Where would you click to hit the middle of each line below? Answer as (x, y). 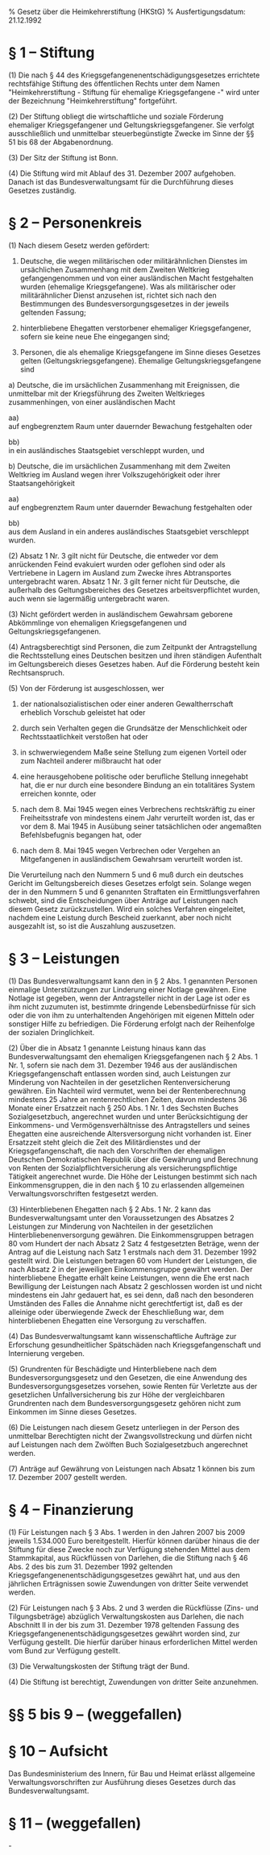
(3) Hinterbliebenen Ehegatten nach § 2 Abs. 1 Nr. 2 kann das (110, 1209)
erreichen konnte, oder (58, 793)
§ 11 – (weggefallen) (75, 1823)
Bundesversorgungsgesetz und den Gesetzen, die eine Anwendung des (128, 1377)
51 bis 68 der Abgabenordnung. (61, 142)
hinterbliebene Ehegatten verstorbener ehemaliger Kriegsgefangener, (135, 328)
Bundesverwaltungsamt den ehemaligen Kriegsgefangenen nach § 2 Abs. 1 (133, 1056)
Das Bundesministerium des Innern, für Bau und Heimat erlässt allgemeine (132, 1774)
